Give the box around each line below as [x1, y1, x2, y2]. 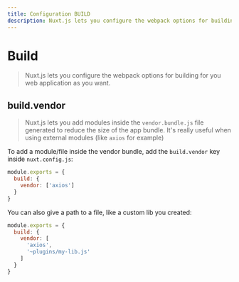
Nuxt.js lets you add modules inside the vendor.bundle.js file [24, 118, 204, 127]
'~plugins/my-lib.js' [26, 249, 91, 256]
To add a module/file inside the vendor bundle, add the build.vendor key [7, 147, 221, 156]
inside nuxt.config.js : [7, 155, 73, 164]
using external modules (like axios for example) [24, 133, 164, 142]
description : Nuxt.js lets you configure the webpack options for [7, 17, 208, 24]
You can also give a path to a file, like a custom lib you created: [7, 208, 192, 216]
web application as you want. [24, 79, 111, 88]
